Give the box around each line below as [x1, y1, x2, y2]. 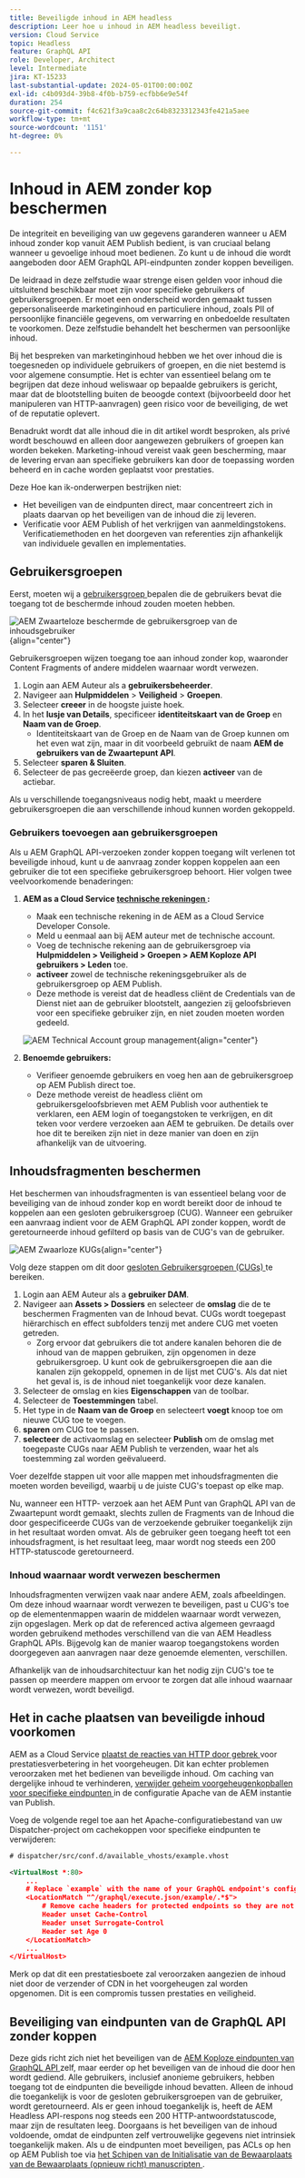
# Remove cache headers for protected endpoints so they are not [42, 1902, 295, 1911]
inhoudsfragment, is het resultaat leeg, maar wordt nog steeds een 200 [9, 1536, 277, 1547]
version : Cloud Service [9, 30, 100, 39]
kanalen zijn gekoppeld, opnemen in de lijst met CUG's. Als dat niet [35, 1366, 288, 1377]
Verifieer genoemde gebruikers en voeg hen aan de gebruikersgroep [35, 1069, 294, 1081]
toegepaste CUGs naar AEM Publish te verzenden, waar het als [22, 1443, 259, 1454]
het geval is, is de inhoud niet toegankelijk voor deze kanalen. [35, 1375, 266, 1386]
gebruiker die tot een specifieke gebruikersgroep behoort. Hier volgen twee [9, 866, 292, 876]
